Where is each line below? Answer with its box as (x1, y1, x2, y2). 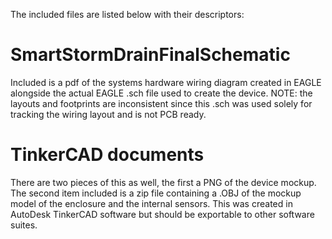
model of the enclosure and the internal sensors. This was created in (10, 197, 293, 209)
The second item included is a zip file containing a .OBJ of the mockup (10, 187, 302, 199)
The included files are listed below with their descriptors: (10, 9, 245, 20)
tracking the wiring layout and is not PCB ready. (10, 108, 207, 120)
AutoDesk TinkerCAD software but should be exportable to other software (10, 208, 315, 220)
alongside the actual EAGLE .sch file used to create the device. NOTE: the (10, 87, 313, 99)
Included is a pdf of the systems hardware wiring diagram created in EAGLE (10, 76, 322, 88)
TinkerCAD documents (10, 144, 205, 166)
